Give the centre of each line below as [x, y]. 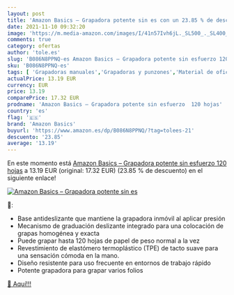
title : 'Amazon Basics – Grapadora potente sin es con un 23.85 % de [110, 20]
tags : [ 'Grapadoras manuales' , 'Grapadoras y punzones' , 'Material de [110, 72]
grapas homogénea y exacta [58, 234]
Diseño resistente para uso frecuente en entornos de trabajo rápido [114, 263]
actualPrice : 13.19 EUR [42, 78]
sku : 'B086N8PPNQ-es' [39, 66]
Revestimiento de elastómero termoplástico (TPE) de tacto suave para [118, 248]
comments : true [29, 40]
